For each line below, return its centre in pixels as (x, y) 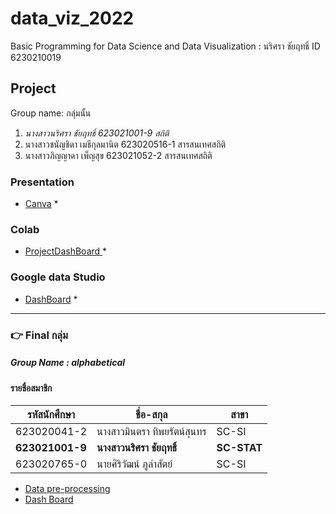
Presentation (42, 182)
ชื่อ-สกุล (151, 415)
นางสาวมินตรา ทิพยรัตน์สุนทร (151, 432)
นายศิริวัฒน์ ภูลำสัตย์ (134, 464)
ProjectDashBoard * (66, 251)
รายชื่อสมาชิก (31, 388)
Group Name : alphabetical (68, 363)
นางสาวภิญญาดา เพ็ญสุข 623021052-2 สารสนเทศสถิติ (118, 155)
